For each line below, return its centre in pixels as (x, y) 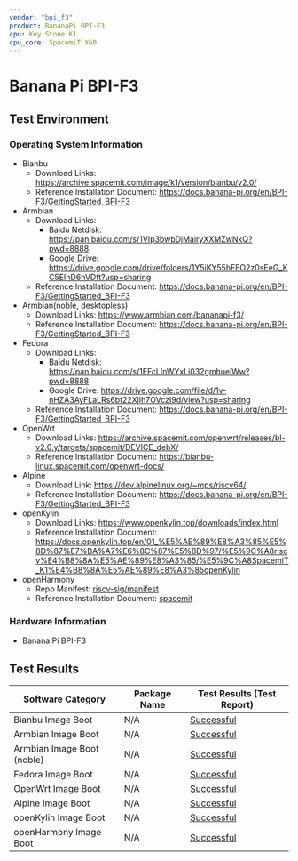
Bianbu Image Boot (53, 720)
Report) (237, 705)
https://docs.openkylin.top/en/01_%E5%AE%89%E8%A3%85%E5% (161, 542)
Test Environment (59, 119)
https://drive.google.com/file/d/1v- (164, 390)
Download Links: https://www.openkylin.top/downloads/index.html (157, 523)
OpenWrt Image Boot (57, 789)
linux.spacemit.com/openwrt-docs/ (100, 466)
